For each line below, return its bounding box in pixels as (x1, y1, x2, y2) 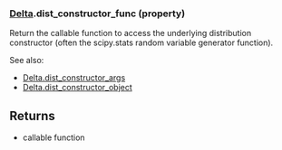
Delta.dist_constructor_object (22, 82, 133, 93)
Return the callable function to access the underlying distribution (9, 28, 252, 39)
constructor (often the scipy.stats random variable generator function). (9, 37, 274, 48)
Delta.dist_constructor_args (22, 72, 126, 83)
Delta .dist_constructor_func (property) (9, 7, 186, 20)
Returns (9, 108, 56, 124)
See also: (9, 55, 44, 66)
